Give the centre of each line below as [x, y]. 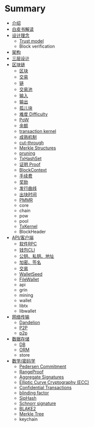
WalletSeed [31, 274]
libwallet [28, 311]
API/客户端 [23, 237]
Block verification [37, 46]
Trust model [31, 41]
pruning [27, 153]
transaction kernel [38, 131]
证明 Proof [30, 164]
